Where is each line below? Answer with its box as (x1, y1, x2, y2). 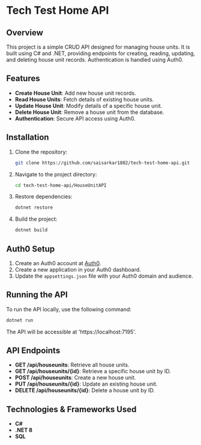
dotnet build (14, 227, 48, 233)
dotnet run (6, 317, 34, 323)
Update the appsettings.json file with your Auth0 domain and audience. (14, 272, 194, 279)
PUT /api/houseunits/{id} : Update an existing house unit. (14, 380, 158, 387)
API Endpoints (6, 345, 61, 356)
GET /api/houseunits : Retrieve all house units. (14, 361, 130, 369)
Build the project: (14, 215, 58, 222)
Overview (6, 28, 44, 38)
